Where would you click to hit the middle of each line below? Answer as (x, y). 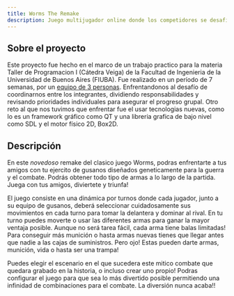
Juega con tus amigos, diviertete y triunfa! (68, 185)
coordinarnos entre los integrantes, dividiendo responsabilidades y (103, 94)
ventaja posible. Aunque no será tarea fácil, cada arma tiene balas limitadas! (117, 228)
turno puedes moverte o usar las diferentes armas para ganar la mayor (109, 220)
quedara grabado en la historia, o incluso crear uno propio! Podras (103, 271)
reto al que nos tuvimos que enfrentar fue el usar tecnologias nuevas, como (116, 109)
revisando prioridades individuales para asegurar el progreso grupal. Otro (113, 102)
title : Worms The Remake (43, 14)
